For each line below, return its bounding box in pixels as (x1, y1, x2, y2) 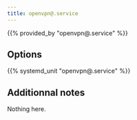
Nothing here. (7, 105, 46, 113)
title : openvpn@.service (7, 10, 78, 17)
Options (7, 49, 43, 60)
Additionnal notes (7, 86, 85, 98)
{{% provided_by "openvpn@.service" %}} (7, 29, 129, 37)
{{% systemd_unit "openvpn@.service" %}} (7, 67, 131, 75)
